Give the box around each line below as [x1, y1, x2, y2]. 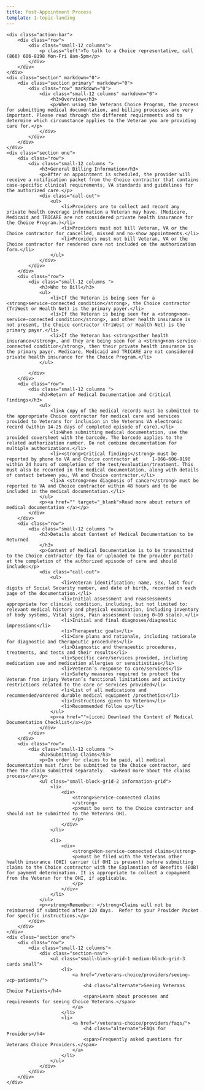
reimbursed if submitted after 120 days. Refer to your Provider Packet [6, 907, 199, 914]
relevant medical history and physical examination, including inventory [6, 606, 199, 613]
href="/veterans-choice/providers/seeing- [80, 971, 191, 978]
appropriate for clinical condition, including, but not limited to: [6, 601, 188, 607]
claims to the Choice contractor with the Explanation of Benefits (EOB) [6, 864, 199, 871]
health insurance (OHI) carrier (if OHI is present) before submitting [6, 859, 193, 865]
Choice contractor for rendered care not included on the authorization [6, 241, 196, 247]
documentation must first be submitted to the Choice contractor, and [6, 762, 191, 768]
